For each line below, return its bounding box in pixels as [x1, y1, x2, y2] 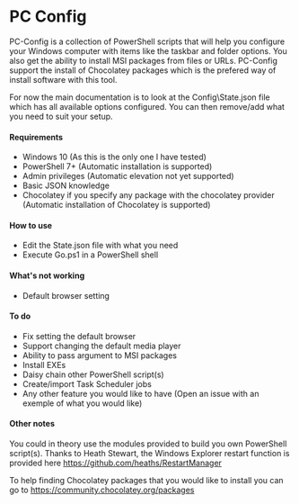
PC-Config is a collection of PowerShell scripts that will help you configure [9, 36, 286, 47]
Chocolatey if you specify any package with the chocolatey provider [22, 190, 276, 201]
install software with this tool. [9, 74, 118, 85]
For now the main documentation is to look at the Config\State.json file [9, 92, 271, 103]
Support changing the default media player [22, 340, 181, 351]
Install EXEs [22, 359, 66, 370]
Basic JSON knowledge [22, 180, 110, 191]
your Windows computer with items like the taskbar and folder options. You [9, 45, 287, 56]
